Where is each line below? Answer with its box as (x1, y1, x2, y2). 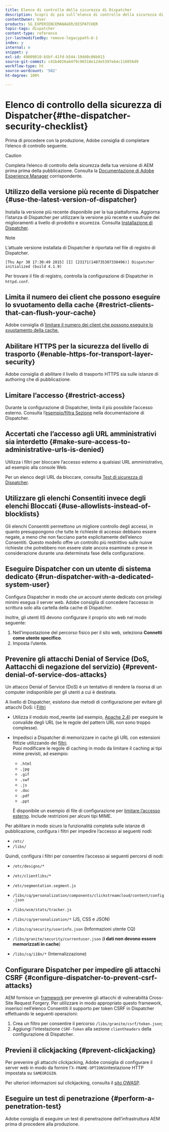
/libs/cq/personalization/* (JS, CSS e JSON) (12, 916, 110, 922)
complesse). (12, 725, 39, 731)
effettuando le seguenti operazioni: (5, 1011, 78, 1017)
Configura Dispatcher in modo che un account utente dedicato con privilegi (5, 594, 162, 600)
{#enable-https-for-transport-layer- (37, 350, 154, 358)
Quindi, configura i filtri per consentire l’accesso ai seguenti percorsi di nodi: (5, 853, 164, 859)
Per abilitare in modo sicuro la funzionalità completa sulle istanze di (5, 823, 145, 829)
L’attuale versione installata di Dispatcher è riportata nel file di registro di (5, 244, 156, 250)
